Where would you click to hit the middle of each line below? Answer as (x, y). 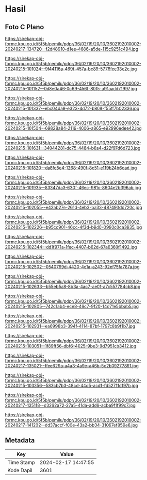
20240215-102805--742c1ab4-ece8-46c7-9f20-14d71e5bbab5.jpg (72, 306)
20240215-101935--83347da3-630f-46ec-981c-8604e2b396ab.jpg (73, 188)
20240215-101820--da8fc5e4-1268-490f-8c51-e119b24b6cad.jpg (71, 168)
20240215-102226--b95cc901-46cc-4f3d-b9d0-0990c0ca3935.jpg (73, 227)
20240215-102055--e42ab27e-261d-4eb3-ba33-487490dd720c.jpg (73, 207)
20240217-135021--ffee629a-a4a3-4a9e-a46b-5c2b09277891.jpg (72, 366)
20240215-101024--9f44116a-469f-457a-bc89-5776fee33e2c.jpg (71, 69)
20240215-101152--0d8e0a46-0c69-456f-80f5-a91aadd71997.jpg (71, 88)
